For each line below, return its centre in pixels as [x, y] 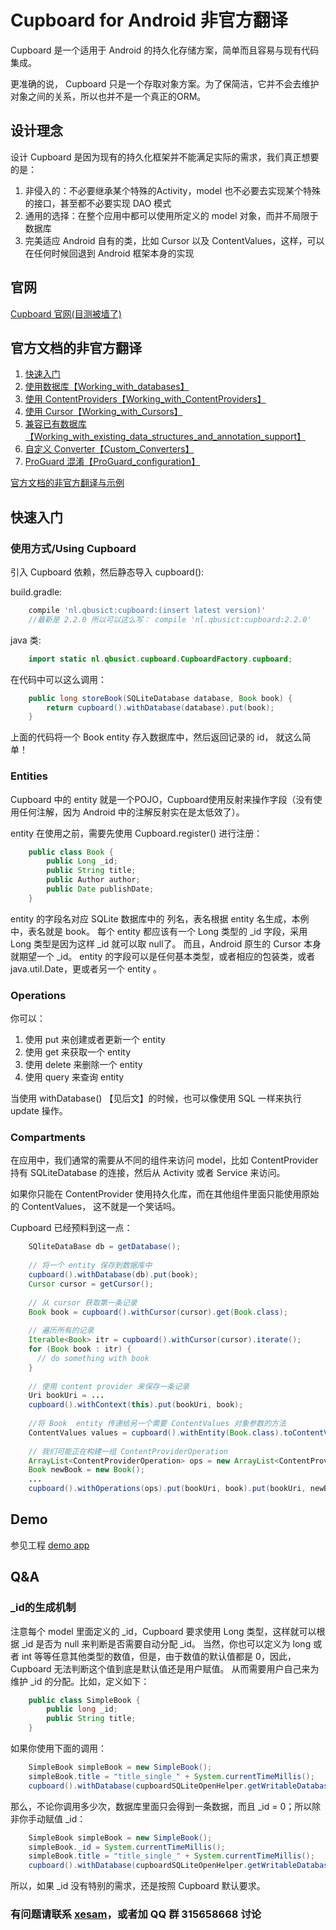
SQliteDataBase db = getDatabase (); [105, 1247]
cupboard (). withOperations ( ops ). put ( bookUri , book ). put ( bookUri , [167, 1489]
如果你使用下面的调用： [58, 1748]
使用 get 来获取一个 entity [78, 1052]
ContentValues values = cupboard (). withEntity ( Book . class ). [156, 1432]
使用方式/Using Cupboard [73, 548]
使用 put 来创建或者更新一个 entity [95, 1040]
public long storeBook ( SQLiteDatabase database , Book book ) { [160, 698]
